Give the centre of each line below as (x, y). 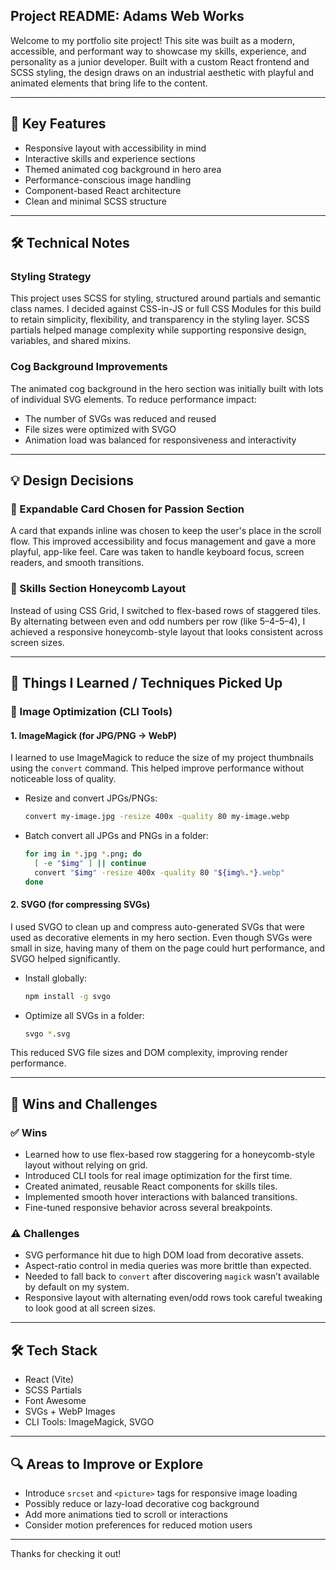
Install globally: (56, 978)
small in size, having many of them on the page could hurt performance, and (168, 948)
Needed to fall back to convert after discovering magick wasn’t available (172, 1276)
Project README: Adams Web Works (127, 16)
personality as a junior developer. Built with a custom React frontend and (160, 61)
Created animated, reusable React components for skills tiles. (151, 1186)
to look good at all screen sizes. (90, 1308)
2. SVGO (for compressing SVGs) (80, 905)
